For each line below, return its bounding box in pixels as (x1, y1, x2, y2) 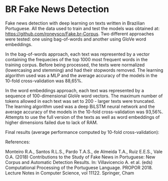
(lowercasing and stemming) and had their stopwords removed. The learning (5, 67, 163, 73)
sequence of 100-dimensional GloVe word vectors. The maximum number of (5, 93, 163, 99)
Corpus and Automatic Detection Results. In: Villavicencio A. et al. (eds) (5, 159, 153, 165)
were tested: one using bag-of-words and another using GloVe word (5, 36, 146, 42)
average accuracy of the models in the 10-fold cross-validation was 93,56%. (5, 109, 163, 115)
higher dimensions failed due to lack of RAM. (5, 119, 98, 125)
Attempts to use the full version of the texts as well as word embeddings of (5, 114, 160, 120)
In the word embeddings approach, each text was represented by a (5, 87, 144, 93)
